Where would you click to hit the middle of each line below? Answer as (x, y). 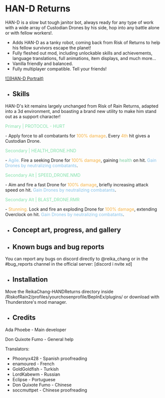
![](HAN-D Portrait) (24, 78)
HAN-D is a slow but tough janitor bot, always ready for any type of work (79, 22)
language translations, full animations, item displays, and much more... (84, 58)
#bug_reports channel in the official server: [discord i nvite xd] (69, 264)
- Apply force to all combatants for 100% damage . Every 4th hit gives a (78, 136)
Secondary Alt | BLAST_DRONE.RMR (43, 199)
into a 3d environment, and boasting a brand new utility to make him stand (81, 111)
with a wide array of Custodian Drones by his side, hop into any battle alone (82, 27)
